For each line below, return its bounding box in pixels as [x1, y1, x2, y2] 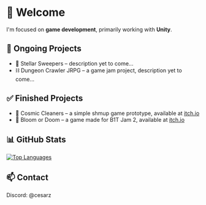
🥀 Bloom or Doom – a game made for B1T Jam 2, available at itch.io [15, 116, 185, 123]
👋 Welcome [6, 6, 66, 20]
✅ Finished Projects [6, 93, 83, 103]
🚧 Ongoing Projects [6, 43, 82, 54]
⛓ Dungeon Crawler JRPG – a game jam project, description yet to [15, 67, 182, 74]
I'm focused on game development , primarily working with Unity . [6, 26, 173, 33]
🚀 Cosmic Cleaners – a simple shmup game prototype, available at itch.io [15, 110, 200, 117]
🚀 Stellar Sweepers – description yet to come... [15, 59, 134, 67]
